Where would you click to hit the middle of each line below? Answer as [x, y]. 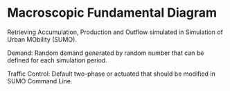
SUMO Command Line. [40, 81]
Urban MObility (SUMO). [42, 39]
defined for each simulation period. [57, 60]
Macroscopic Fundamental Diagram [112, 13]
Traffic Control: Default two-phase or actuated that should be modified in [112, 74]
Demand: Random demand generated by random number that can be [106, 53]
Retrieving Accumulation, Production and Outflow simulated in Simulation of [115, 32]
